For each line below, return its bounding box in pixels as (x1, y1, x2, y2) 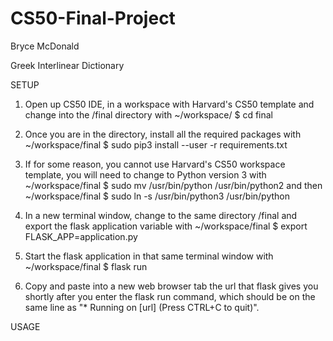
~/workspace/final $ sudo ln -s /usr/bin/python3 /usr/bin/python (24, 190, 290, 202)
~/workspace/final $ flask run (24, 260, 148, 272)
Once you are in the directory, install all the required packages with (24, 128, 302, 140)
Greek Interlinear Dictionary (10, 59, 125, 71)
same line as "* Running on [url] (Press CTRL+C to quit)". (24, 301, 260, 313)
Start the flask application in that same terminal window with (24, 250, 274, 262)
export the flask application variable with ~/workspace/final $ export (24, 220, 308, 232)
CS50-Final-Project (10, 7, 176, 30)
